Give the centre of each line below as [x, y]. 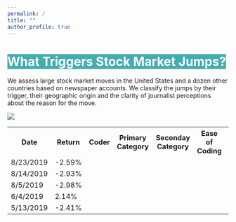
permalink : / [26, 14]
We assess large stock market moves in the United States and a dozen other [118, 81]
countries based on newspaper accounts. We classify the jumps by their [112, 88]
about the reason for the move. [52, 103]
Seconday [173, 138]
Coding [210, 151]
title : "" [22, 20]
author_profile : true [39, 27]
